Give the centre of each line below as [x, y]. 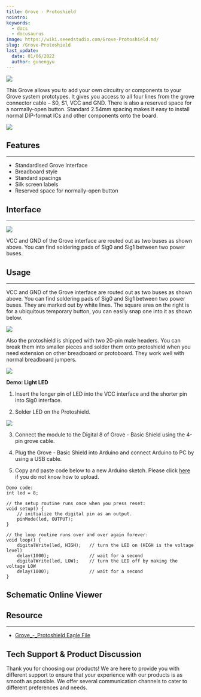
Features [23, 145]
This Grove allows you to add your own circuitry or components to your [94, 90]
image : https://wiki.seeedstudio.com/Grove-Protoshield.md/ [83, 39]
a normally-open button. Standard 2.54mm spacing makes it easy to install [98, 109]
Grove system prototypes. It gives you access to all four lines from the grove [100, 96]
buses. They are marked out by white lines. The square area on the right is [98, 305]
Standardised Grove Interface [51, 166]
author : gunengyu [33, 62]
